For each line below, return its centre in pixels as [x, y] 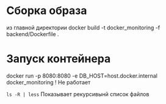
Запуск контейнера [59, 59]
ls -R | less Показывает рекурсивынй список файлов [78, 94]
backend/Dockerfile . [33, 34]
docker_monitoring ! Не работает [49, 82]
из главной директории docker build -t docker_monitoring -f [83, 28]
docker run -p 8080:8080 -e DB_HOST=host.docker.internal [82, 76]
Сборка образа [47, 11]
